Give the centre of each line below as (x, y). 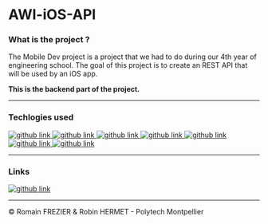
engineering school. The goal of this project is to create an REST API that (128, 65)
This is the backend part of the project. (74, 89)
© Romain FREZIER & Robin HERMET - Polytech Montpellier (106, 212)
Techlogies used (41, 117)
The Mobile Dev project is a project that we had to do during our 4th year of (132, 57)
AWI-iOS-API (52, 15)
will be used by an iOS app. (53, 74)
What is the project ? (49, 40)
